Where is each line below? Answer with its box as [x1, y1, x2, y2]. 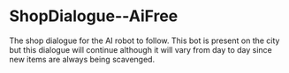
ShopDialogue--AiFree [9, 6, 179, 26]
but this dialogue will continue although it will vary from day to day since [9, 44, 272, 55]
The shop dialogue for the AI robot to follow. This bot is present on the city [9, 35, 280, 46]
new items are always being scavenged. [9, 54, 156, 64]
